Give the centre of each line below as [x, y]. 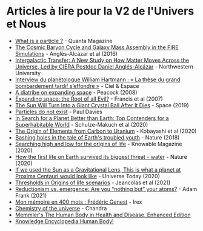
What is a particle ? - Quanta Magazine [64, 41]
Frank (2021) [31, 195]
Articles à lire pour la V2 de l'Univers [100, 11]
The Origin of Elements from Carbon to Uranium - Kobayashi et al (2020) [106, 131]
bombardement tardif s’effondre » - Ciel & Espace [77, 85]
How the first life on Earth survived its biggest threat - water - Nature [101, 156]
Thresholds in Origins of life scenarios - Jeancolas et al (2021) [93, 182]
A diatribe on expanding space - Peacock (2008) [76, 92]
